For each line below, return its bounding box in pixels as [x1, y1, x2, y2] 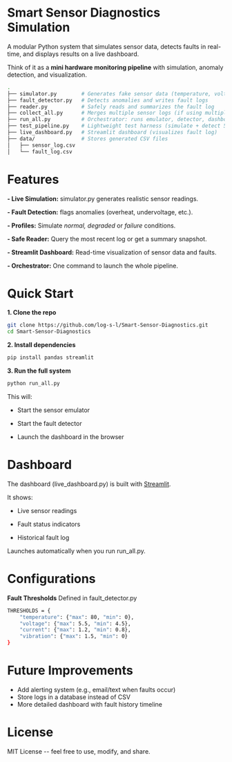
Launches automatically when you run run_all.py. [7, 546, 146, 555]
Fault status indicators [17, 520, 81, 528]
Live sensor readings [17, 506, 77, 514]
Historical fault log [17, 533, 70, 541]
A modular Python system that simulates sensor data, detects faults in [7, 42, 206, 50]
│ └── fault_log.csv [7, 148, 72, 155]
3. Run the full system [7, 366, 71, 375]
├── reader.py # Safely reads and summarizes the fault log [7, 103, 215, 110]
